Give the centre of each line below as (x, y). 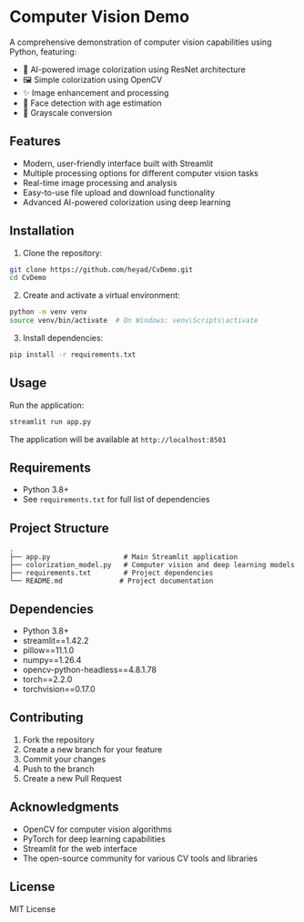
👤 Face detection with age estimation (92, 103)
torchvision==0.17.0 (59, 689)
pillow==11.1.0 (48, 650)
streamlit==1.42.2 (56, 641)
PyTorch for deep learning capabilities (94, 839)
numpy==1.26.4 (52, 660)
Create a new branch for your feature (92, 749)
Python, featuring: (43, 51)
